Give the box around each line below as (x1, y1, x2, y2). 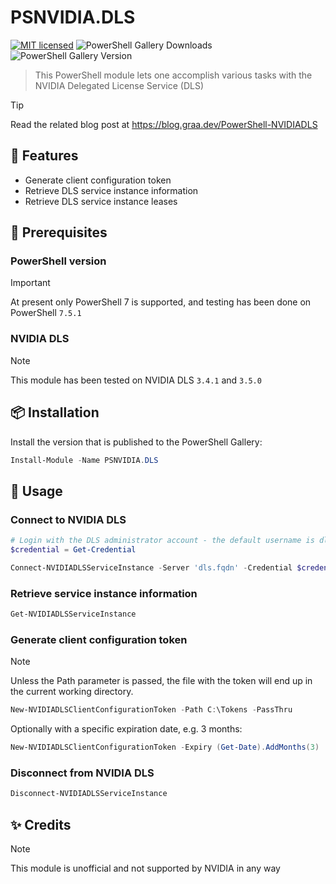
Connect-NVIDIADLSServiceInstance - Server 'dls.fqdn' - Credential (10, 562, 293, 573)
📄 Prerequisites (10, 224, 108, 241)
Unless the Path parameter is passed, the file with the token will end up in (10, 675, 313, 687)
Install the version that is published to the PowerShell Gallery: (10, 436, 263, 448)
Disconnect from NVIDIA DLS (10, 766, 155, 780)
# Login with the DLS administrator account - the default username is (10, 536, 315, 546)
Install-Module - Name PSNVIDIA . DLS (10, 455, 159, 465)
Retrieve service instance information (10, 586, 198, 600)
